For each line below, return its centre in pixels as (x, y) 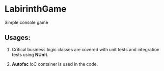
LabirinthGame (36, 9)
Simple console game (27, 22)
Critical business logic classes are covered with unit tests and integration (85, 49)
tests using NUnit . (30, 54)
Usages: (17, 38)
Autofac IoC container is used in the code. (55, 64)
